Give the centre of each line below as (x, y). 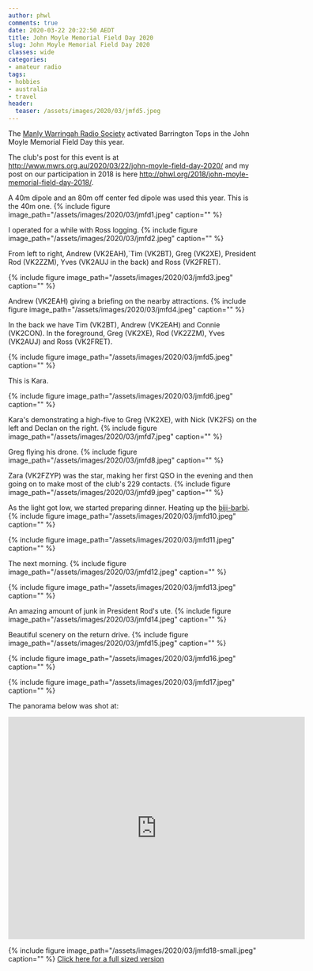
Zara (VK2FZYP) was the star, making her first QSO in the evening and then (131, 476)
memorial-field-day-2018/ (50, 182)
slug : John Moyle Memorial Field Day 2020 (79, 45)
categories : (28, 60)
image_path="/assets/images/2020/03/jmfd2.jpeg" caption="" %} (116, 238)
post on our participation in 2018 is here (73, 174)
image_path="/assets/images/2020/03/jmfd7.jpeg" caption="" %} (115, 436)
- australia (28, 89)
